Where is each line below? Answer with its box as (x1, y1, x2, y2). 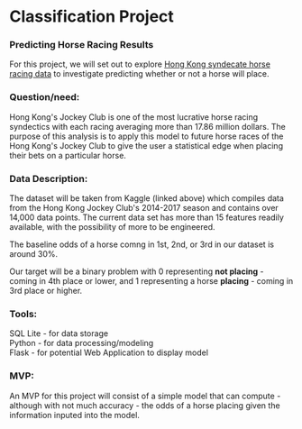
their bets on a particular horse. (9, 150, 126, 160)
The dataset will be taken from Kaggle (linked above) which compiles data (9, 193, 284, 204)
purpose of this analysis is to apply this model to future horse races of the (9, 131, 284, 141)
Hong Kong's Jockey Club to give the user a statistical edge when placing (9, 140, 284, 151)
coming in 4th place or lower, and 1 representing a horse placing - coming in (9, 276, 294, 287)
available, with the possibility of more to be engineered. (9, 222, 215, 233)
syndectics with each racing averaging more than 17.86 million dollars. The (9, 121, 286, 132)
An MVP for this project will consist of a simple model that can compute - (9, 390, 281, 401)
